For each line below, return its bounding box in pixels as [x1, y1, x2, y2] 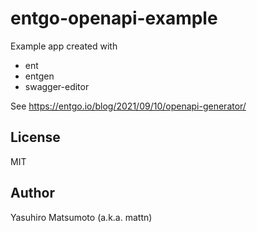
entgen [24, 70, 55, 82]
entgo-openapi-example [10, 7, 218, 30]
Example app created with [10, 40, 118, 52]
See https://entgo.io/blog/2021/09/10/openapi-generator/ [10, 100, 247, 112]
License [10, 129, 61, 146]
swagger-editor [24, 80, 90, 92]
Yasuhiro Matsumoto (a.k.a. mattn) [10, 211, 153, 223]
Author [10, 185, 55, 202]
